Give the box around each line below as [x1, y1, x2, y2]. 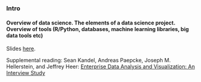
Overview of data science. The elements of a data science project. [6, 19, 176, 26]
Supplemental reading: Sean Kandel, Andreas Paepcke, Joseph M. [6, 57, 171, 64]
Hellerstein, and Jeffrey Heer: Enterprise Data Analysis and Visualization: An [6, 63, 196, 70]
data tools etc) [6, 32, 43, 39]
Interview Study [6, 69, 46, 77]
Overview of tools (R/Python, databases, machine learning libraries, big [6, 25, 190, 32]
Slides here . [6, 45, 36, 52]
